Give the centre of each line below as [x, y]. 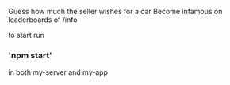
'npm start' [31, 55]
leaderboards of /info [43, 20]
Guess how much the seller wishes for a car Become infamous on [115, 11]
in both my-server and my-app [58, 72]
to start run [27, 35]
